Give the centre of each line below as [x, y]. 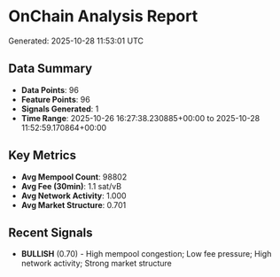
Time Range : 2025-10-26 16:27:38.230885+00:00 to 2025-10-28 [140, 118]
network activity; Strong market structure [96, 264]
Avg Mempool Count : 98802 [74, 177]
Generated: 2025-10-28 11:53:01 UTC [76, 41]
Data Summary [51, 69]
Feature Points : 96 [55, 99]
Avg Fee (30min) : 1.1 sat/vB [71, 186]
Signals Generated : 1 [60, 109]
